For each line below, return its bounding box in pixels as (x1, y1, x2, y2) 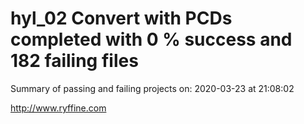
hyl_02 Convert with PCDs (10, 7, 233, 30)
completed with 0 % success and (10, 28, 293, 51)
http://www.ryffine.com (10, 102, 107, 114)
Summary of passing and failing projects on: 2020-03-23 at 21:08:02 (10, 82, 295, 94)
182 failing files (10, 50, 139, 72)
